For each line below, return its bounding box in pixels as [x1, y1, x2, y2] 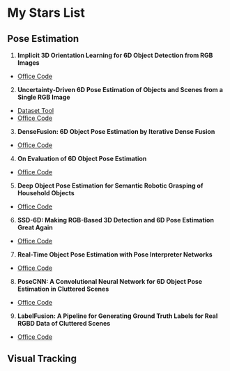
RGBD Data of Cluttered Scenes [17, 319, 111, 327]
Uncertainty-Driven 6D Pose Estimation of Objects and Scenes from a [17, 86, 223, 93]
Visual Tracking [7, 353, 77, 365]
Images [17, 59, 40, 67]
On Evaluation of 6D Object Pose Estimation [17, 155, 147, 162]
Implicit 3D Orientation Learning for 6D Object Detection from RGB [17, 51, 213, 59]
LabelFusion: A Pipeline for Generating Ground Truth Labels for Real [17, 312, 218, 320]
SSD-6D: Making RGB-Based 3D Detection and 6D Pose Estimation [17, 216, 215, 224]
